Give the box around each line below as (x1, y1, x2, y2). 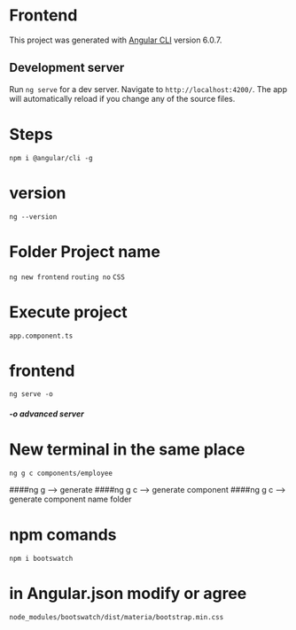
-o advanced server (9, 408, 84, 419)
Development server (9, 60, 125, 75)
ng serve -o (9, 390, 53, 399)
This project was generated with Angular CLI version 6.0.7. (9, 35, 222, 45)
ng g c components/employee (9, 469, 113, 478)
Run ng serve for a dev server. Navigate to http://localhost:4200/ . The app (9, 83, 288, 94)
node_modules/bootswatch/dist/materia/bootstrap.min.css (9, 612, 224, 621)
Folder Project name (9, 241, 161, 261)
